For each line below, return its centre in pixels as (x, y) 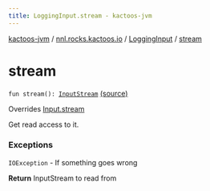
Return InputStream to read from (63, 178)
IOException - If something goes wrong (73, 162)
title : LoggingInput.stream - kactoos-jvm (80, 16)
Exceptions (31, 145)
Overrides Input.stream (46, 108)
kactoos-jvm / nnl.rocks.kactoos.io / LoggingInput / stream (105, 39)
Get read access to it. (44, 124)
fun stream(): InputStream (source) (68, 93)
